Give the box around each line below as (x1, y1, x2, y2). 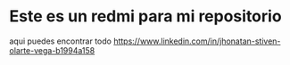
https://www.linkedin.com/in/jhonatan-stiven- (112, 36, 281, 46)
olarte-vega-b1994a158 (9, 45, 95, 55)
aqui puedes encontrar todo (9, 36, 112, 46)
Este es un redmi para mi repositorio (9, 6, 283, 27)
